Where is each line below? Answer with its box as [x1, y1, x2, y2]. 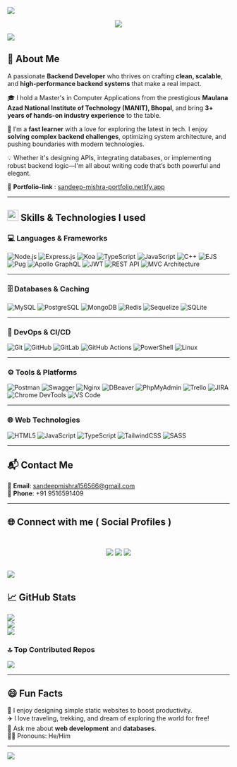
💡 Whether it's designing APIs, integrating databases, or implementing [7, 153, 212, 162]
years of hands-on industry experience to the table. [7, 111, 162, 119]
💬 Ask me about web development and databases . [7, 724, 157, 733]
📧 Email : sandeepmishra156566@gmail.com [7, 481, 135, 490]
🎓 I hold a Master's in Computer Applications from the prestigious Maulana [7, 93, 229, 102]
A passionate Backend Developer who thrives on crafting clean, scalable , [7, 71, 224, 80]
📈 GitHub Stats [7, 591, 76, 603]
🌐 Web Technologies [7, 415, 80, 425]
